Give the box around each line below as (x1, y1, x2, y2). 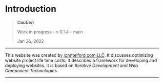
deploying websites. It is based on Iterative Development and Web (5, 62, 138, 68)
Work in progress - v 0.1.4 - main (17, 29, 83, 34)
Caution (17, 19, 34, 25)
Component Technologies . (5, 67, 59, 73)
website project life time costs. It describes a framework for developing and (5, 57, 157, 63)
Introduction (5, 3, 57, 15)
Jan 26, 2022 (17, 38, 44, 44)
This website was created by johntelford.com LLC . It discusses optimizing (5, 52, 153, 58)
